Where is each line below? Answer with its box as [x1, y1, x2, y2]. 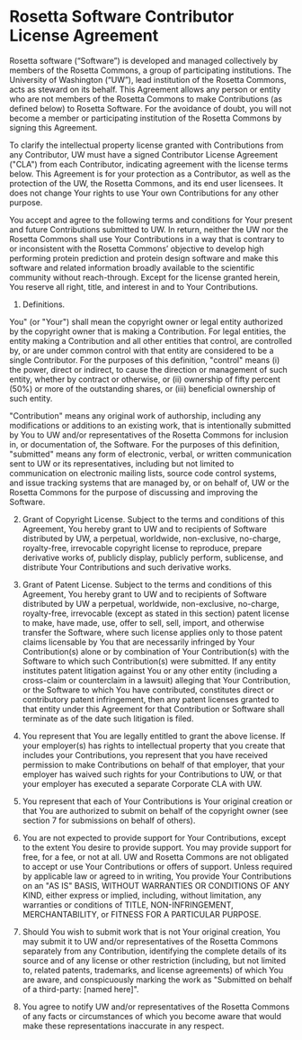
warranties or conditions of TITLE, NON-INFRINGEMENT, [22, 899, 234, 910]
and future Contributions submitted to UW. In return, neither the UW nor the [9, 223, 289, 235]
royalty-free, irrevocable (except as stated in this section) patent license [22, 608, 289, 619]
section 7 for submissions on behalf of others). [22, 815, 196, 826]
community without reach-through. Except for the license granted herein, [9, 272, 280, 283]
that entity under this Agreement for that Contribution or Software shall [22, 703, 285, 714]
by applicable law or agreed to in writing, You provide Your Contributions [22, 871, 292, 882]
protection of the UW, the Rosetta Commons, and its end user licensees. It [9, 177, 284, 188]
